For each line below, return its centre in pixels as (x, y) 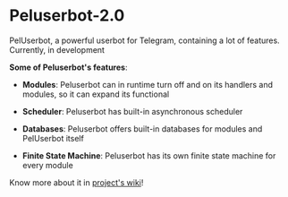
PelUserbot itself (53, 138)
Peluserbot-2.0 (67, 16)
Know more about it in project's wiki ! (76, 182)
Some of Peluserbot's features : (68, 67)
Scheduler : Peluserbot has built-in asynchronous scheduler (132, 111)
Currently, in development (57, 49)
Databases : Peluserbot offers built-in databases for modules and (142, 128)
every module (47, 165)
